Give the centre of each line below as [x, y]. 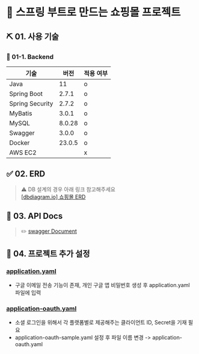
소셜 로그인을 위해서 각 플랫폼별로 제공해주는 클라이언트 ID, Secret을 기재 [101, 323]
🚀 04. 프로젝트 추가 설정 [48, 254]
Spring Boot [26, 93]
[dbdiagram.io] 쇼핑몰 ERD [53, 197]
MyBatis [21, 113]
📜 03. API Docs [35, 216]
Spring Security [31, 103]
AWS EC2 [23, 153]
